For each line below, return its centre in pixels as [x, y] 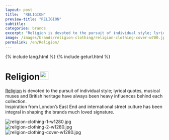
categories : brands [26, 28]
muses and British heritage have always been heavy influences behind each [84, 96]
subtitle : [16, 24]
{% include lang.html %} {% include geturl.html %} [58, 56]
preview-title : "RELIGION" [33, 19]
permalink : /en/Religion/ [32, 42]
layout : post [19, 10]
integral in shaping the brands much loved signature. [60, 112]
